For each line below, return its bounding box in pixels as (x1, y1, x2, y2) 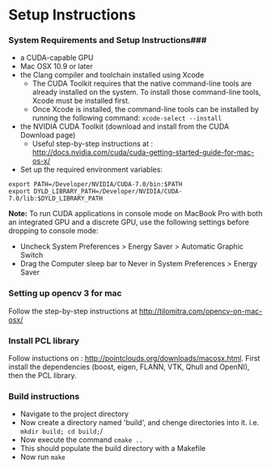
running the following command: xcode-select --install (32, 113, 222, 123)
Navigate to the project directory (19, 409, 129, 419)
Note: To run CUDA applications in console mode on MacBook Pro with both (8, 209, 263, 219)
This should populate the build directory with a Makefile (19, 444, 206, 453)
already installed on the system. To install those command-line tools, (32, 87, 261, 97)
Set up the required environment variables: (19, 164, 163, 175)
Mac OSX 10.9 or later (19, 62, 93, 71)
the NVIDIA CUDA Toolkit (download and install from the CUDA (19, 121, 230, 131)
